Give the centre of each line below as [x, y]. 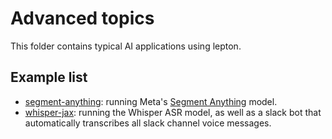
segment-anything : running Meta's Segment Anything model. [151, 101]
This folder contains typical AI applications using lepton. [126, 46]
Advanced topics [82, 18]
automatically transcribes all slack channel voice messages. [148, 123]
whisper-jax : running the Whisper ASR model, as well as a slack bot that [173, 112]
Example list [49, 77]
